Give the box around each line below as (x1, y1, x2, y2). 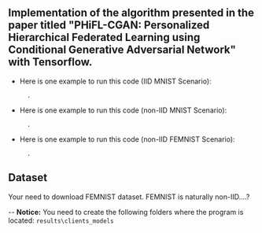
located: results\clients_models (8, 216, 114, 225)
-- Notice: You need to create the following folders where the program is (8, 207, 244, 216)
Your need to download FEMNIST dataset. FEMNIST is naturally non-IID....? (8, 192, 250, 202)
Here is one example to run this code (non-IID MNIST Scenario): (19, 105, 227, 115)
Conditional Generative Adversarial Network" (8, 43, 236, 57)
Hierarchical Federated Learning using (8, 31, 201, 44)
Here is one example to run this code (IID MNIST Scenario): (19, 76, 212, 86)
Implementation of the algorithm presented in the (8, 6, 254, 20)
